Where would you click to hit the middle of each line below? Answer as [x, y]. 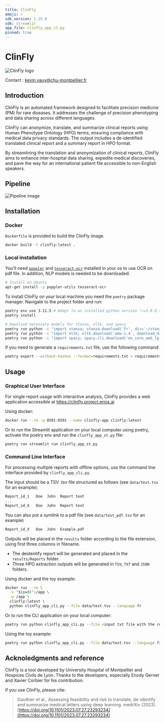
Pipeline [18, 184]
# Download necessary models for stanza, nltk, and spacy [66, 324]
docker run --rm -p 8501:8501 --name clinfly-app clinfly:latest [73, 420]
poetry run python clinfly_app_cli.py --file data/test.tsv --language [80, 643]
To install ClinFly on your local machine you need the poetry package [75, 296]
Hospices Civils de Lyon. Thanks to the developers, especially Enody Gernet [82, 675]
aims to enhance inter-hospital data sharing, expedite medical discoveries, [80, 158]
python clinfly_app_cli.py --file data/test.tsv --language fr [75, 606]
